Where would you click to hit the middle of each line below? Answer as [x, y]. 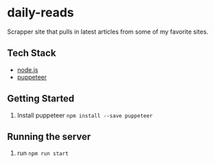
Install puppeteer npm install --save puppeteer [85, 115]
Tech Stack [32, 53]
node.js [28, 69]
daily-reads [40, 13]
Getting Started [41, 98]
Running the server [49, 136]
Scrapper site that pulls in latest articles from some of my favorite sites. [108, 32]
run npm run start [43, 153]
